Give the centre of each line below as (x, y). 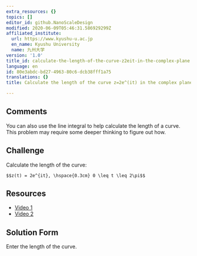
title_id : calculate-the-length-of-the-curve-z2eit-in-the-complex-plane (98, 61)
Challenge (25, 151)
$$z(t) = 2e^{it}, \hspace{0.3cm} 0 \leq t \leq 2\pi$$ (76, 175)
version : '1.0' (25, 55)
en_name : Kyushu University (46, 45)
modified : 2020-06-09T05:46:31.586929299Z (59, 28)
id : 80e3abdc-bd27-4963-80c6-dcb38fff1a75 (59, 72)
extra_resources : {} (31, 11)
